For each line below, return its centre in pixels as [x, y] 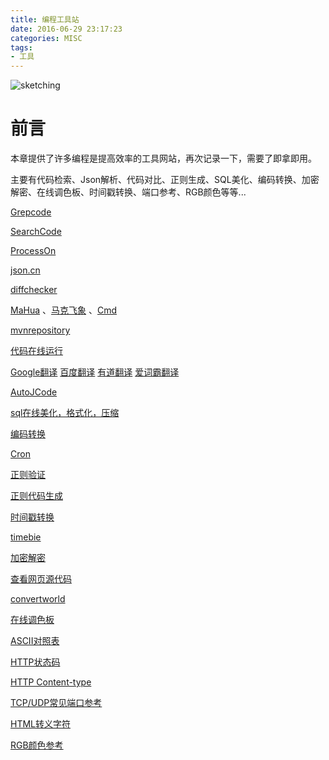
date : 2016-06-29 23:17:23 [66, 29]
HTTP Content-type [51, 682]
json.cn [25, 270]
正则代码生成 [36, 496]
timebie [26, 537]
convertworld [38, 599]
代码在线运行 [36, 351]
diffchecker [34, 290]
